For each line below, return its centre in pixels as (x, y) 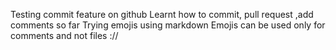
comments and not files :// (64, 35)
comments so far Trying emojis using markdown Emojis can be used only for (168, 25)
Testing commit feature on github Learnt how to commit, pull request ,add (162, 14)
